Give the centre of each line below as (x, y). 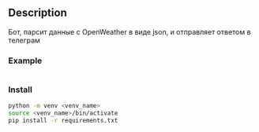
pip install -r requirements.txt (63, 121)
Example (25, 60)
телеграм (24, 40)
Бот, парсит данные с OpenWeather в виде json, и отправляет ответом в (129, 31)
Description (38, 13)
